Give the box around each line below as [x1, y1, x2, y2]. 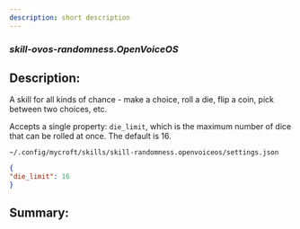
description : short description [9, 13, 130, 22]
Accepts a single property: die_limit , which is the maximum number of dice [9, 121, 292, 132]
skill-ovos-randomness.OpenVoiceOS [9, 42, 179, 55]
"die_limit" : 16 [9, 172, 70, 181]
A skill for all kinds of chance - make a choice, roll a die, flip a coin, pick [9, 94, 274, 105]
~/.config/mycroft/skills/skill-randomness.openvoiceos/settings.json [9, 148, 279, 157]
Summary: [9, 206, 69, 221]
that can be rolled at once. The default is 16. [9, 131, 172, 142]
